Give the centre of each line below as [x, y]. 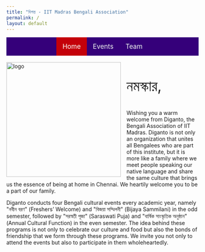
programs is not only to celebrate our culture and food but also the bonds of [102, 229]
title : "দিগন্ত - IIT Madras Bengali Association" [67, 12]
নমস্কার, [144, 86]
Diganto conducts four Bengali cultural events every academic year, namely [101, 203]
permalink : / [23, 18]
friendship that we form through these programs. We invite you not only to [99, 236]
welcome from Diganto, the [161, 119]
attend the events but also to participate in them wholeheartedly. [88, 243]
